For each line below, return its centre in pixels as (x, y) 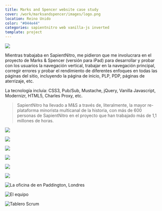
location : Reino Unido (28, 19)
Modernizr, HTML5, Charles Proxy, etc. (44, 96)
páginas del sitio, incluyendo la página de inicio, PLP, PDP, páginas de (75, 76)
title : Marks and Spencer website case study (52, 10)
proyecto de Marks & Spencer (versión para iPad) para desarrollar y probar (80, 60)
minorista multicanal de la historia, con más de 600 (91, 110)
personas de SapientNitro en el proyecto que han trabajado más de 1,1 (87, 115)
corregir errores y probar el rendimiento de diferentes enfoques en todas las (81, 71)
